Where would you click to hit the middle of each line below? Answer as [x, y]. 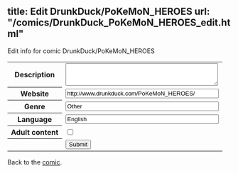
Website [35, 94]
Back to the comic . [35, 162]
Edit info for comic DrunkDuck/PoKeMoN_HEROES [81, 51]
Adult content [35, 133]
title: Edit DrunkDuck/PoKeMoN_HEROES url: [109, 12]
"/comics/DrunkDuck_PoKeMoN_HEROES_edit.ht [119, 23]
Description [35, 75]
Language [34, 120]
